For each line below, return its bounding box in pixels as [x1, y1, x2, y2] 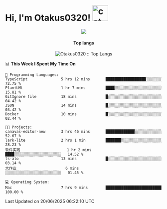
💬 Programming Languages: [5, 72, 59, 77]
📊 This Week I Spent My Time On [5, 61, 76, 67]
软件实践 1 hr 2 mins [5, 148, 92, 153]
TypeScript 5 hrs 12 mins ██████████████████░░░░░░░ [5, 77, 162, 82]
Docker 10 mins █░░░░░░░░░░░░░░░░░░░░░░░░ [5, 112, 162, 117]
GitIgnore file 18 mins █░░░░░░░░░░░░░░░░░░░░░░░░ [5, 94, 162, 99]
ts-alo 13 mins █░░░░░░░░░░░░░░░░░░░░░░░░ [5, 156, 162, 162]
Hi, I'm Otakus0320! [5, 12, 91, 23]
